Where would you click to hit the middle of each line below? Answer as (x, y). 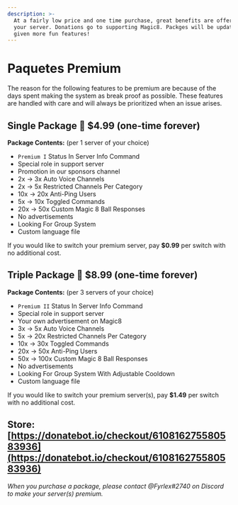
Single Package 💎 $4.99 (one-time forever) (104, 126)
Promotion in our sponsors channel (69, 171)
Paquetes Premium (64, 69)
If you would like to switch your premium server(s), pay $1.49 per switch (113, 395)
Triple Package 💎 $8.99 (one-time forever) (103, 275)
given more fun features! (52, 34)
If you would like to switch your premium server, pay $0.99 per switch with (117, 245)
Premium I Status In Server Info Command (79, 156)
